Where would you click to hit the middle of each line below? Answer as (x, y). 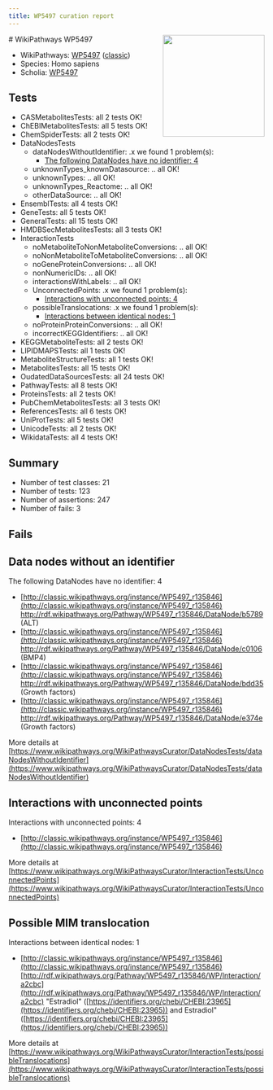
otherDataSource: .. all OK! (77, 195)
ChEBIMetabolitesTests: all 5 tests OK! (84, 126)
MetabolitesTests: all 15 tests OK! (75, 368)
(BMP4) (33, 658)
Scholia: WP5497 (49, 72)
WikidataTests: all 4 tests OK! (69, 437)
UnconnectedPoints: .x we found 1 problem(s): (110, 291)
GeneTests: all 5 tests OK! (63, 212)
